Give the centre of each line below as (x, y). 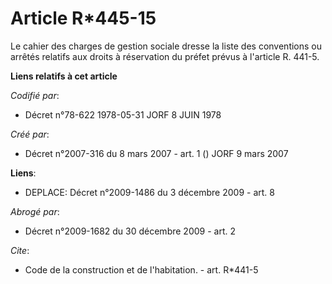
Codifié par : (35, 95)
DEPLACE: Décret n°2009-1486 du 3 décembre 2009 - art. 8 (149, 192)
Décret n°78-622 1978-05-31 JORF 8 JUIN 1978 (123, 114)
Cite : (20, 250)
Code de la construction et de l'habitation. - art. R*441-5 (141, 269)
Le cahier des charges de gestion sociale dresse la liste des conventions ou (166, 46)
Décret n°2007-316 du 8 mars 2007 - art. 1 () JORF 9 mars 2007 (156, 153)
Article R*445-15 (83, 18)
